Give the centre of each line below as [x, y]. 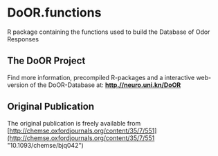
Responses [23, 39]
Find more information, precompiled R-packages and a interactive [101, 77]
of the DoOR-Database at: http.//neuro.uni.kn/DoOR [106, 85]
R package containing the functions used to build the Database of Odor [109, 32]
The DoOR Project [46, 61]
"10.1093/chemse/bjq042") [46, 145]
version [18, 85]
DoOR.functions [54, 13]
